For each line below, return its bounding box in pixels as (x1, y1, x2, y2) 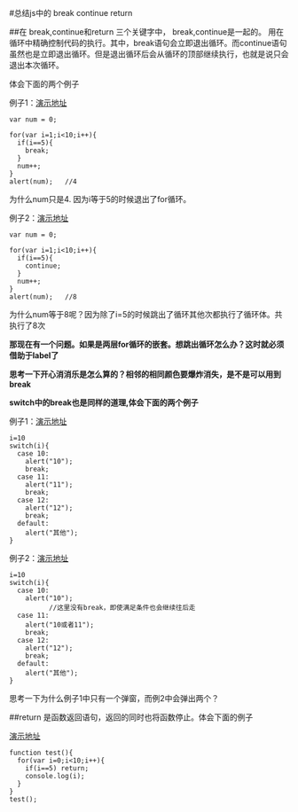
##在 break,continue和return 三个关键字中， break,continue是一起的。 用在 (9, 27, 284, 37)
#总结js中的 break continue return (9, 8, 133, 18)
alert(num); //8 (9, 293, 77, 301)
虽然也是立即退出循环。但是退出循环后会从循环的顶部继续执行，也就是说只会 (9, 49, 289, 59)
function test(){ (9, 748, 74, 757)
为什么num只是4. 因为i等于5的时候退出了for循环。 (9, 194, 192, 204)
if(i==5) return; (25, 764, 90, 773)
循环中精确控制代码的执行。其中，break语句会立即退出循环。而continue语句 (9, 38, 287, 48)
